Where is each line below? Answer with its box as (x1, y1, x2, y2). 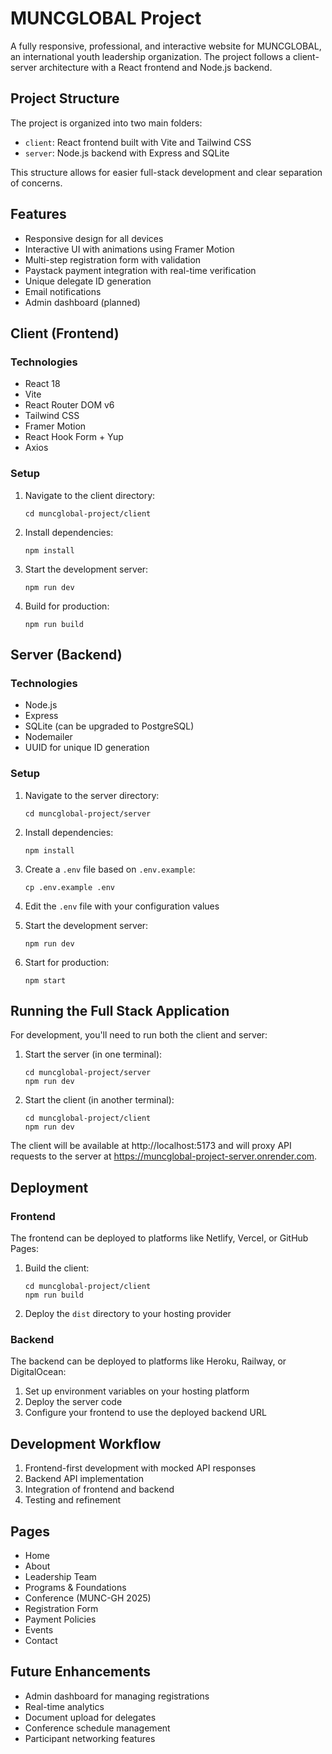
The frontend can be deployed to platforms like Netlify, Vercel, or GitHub (10, 1232, 309, 1244)
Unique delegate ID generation (24, 275, 152, 287)
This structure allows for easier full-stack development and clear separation (10, 166, 323, 178)
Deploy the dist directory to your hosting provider (24, 1308, 232, 1320)
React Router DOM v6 (24, 399, 115, 411)
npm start (24, 975, 67, 986)
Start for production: (24, 956, 110, 968)
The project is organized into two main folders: (10, 117, 203, 129)
